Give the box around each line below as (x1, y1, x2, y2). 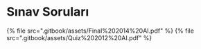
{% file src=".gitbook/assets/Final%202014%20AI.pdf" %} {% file (6, 27, 195, 35)
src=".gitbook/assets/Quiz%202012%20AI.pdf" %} (6, 33, 152, 42)
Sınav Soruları (6, 4, 89, 20)
